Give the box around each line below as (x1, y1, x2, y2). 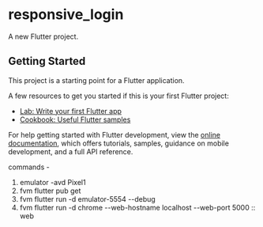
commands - (8, 162, 50, 172)
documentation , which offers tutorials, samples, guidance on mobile (8, 138, 229, 148)
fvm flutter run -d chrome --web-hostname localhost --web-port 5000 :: (19, 202, 256, 212)
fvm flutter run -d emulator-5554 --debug (19, 194, 156, 203)
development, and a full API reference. (8, 146, 133, 156)
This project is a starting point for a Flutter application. (8, 75, 185, 85)
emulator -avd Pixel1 (19, 177, 86, 187)
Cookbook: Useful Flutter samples (19, 115, 131, 124)
